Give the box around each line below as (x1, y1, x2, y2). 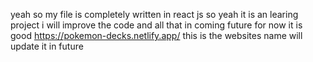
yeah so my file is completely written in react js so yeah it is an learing (10, 9, 299, 20)
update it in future (10, 40, 84, 52)
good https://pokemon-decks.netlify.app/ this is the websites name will (10, 30, 303, 41)
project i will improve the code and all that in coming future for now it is (10, 19, 303, 31)
